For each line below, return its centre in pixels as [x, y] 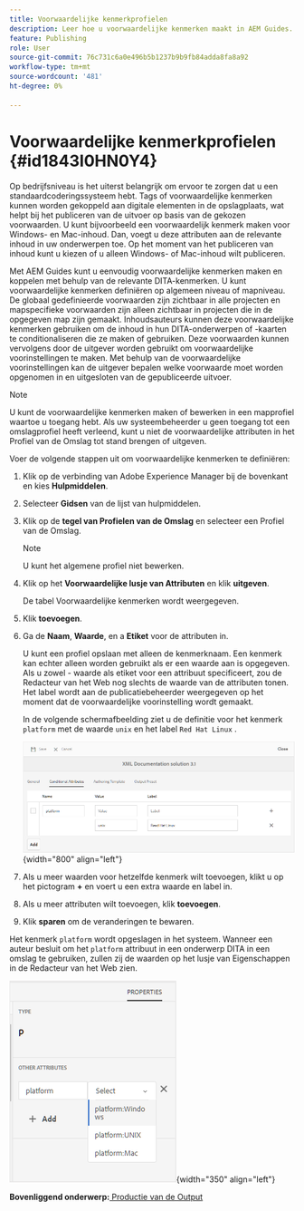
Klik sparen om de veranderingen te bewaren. [108, 921]
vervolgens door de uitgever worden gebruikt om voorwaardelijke [131, 348]
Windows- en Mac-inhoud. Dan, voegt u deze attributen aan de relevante [146, 234]
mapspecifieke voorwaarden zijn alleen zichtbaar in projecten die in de [141, 309]
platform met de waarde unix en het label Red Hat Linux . [129, 729]
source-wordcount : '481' [56, 77]
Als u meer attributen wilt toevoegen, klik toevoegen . [122, 904]
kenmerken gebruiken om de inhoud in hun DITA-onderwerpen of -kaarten [148, 329]
